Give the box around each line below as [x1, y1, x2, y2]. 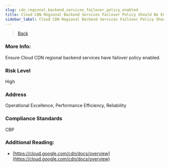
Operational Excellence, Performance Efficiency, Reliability [5, 103, 127, 109]
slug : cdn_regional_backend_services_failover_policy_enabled [5, 7, 138, 13]
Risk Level [5, 67, 31, 74]
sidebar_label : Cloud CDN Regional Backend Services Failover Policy [5, 17, 154, 22]
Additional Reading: [5, 139, 55, 146]
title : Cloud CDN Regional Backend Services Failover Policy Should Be [5, 12, 158, 17]
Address [5, 91, 27, 98]
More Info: [5, 43, 31, 50]
